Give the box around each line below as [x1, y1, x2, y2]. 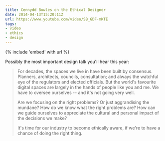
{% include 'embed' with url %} [5, 48, 70, 55]
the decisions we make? [17, 115, 67, 121]
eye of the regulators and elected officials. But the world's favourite [17, 78, 156, 85]
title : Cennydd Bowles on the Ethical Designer [5, 7, 106, 12]
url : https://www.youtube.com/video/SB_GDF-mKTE [5, 16, 108, 21]
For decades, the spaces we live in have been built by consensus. [17, 68, 153, 74]
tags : [5, 21, 16, 26]
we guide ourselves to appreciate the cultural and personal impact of [17, 109, 160, 115]
